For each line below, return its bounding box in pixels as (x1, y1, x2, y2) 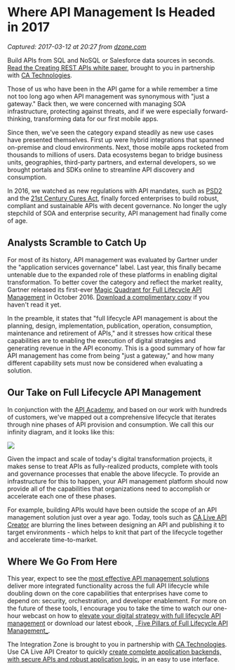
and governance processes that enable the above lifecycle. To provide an (7, 469, 220, 478)
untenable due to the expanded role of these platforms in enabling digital (7, 270, 217, 278)
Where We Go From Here (7, 555, 118, 567)
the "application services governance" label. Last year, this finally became (7, 263, 222, 271)
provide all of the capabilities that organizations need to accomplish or (7, 484, 210, 493)
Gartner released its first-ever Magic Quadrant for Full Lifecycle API (7, 285, 202, 294)
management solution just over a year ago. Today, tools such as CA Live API (7, 513, 227, 521)
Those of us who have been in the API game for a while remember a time (7, 84, 218, 93)
